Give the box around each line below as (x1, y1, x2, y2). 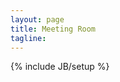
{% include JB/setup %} (10, 61, 110, 73)
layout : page (10, 14, 65, 25)
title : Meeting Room (10, 24, 97, 34)
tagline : (10, 33, 47, 43)
